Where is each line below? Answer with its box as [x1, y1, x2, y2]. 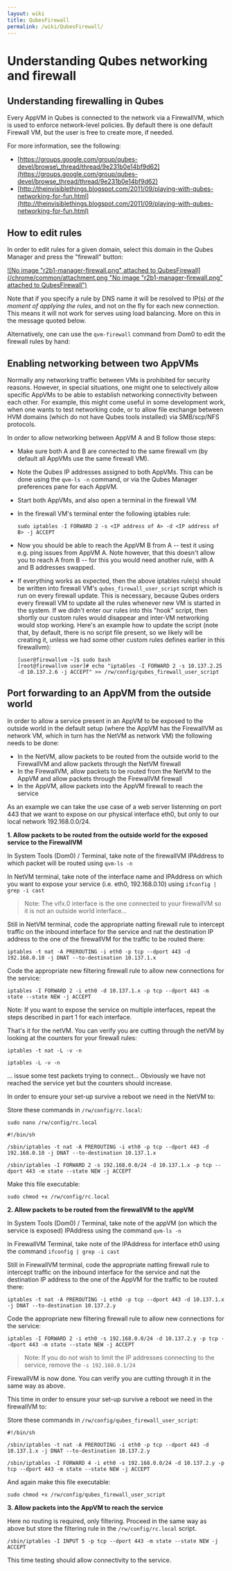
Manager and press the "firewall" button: [7, 253, 123, 261]
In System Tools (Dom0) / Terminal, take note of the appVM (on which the [7, 1218, 217, 1227]
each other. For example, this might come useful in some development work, [7, 398, 226, 406]
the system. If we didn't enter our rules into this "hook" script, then [17, 606, 208, 614]
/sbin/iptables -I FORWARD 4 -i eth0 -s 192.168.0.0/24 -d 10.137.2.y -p [7, 1459, 225, 1466]
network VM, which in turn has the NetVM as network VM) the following [7, 731, 213, 740]
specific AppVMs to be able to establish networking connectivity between [7, 391, 218, 399]
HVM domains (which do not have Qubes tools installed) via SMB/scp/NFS [7, 413, 220, 421]
